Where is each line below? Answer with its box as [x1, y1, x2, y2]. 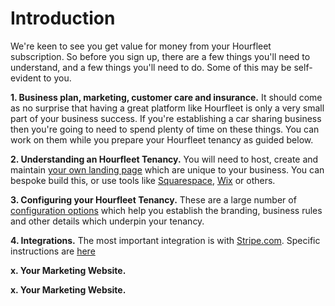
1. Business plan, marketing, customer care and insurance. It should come [10, 91, 323, 103]
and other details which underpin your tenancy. [10, 215, 205, 227]
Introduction [10, 7, 116, 30]
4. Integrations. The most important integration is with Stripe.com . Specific [10, 234, 321, 246]
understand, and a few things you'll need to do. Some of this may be [10, 61, 292, 73]
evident [10, 72, 42, 84]
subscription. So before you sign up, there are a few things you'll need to [10, 50, 311, 62]
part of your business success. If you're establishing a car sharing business [10, 112, 322, 124]
